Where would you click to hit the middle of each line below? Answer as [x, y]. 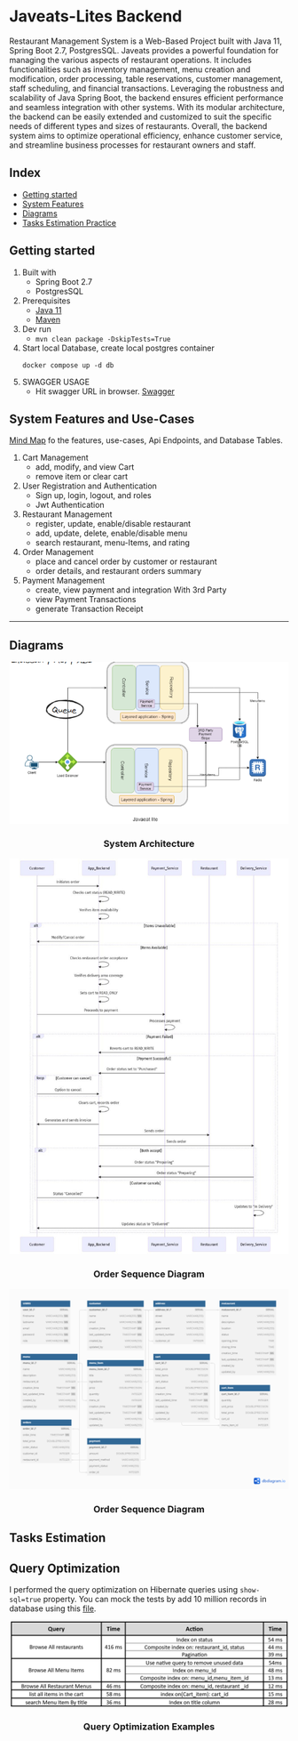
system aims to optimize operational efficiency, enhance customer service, [146, 135]
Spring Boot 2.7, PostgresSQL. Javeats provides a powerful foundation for [144, 50]
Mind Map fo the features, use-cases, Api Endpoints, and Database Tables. [146, 440]
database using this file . [53, 1608]
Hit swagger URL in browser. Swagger [105, 391]
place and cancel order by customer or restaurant [126, 561]
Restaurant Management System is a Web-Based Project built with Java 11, [145, 41]
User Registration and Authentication [90, 486]
